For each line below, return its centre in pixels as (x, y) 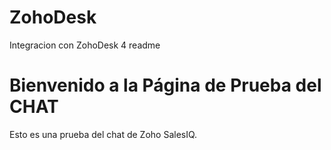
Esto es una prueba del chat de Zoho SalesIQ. (103, 134)
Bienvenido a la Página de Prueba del (165, 85)
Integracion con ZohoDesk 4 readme (85, 45)
